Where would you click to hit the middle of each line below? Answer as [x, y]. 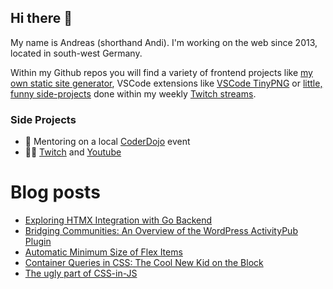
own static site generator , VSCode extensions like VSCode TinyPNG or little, [166, 83]
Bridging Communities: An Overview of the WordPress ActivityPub [161, 231]
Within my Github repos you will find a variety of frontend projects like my [161, 72]
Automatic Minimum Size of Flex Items [103, 252]
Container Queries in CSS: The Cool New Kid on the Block [144, 263]
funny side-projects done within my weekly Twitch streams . [133, 93]
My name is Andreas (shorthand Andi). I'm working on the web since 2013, [164, 42]
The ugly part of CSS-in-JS [81, 273]
